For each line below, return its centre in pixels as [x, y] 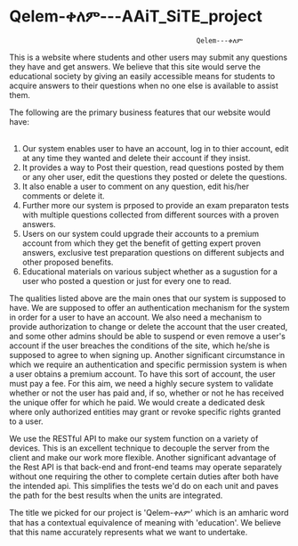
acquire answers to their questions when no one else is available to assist [144, 86]
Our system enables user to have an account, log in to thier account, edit [155, 148]
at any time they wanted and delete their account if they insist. [136, 158]
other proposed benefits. [68, 262]
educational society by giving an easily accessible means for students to [142, 76]
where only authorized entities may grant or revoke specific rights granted [145, 412]
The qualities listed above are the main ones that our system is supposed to [148, 298]
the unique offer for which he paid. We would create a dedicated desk [137, 402]
